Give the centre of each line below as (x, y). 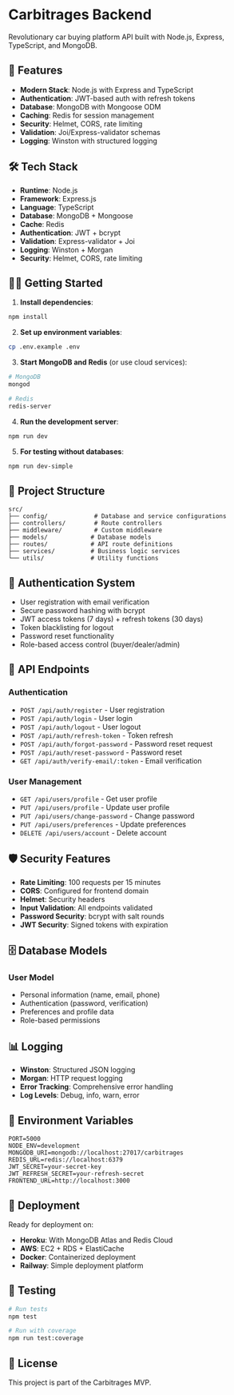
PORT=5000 (25, 1139)
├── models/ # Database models (80, 537)
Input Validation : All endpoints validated (86, 907)
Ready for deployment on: (51, 1224)
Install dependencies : (56, 302)
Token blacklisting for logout (67, 628)
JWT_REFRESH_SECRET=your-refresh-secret (77, 1174)
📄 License (33, 1363)
